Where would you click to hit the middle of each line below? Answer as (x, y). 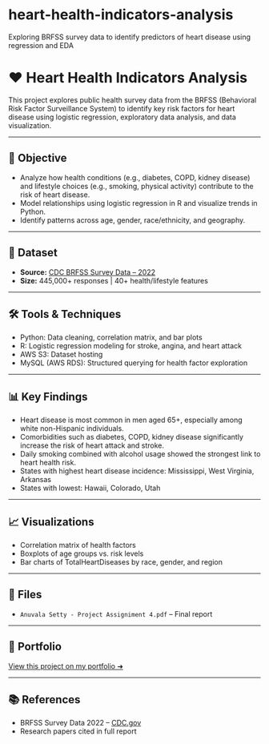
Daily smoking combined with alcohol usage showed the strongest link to (140, 454)
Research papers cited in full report (78, 731)
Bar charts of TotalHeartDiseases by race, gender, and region (121, 561)
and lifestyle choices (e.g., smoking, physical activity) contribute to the (137, 186)
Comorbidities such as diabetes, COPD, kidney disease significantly (132, 437)
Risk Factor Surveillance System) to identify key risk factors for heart (122, 108)
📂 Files (25, 595)
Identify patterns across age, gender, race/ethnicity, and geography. (132, 220)
